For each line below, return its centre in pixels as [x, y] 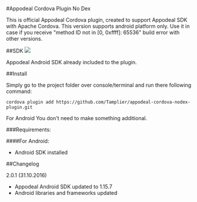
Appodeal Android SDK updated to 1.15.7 [64, 187]
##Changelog [23, 164]
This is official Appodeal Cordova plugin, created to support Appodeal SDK [97, 20]
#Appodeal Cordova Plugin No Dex [49, 9]
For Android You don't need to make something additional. [77, 118]
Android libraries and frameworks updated [66, 193]
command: [19, 91]
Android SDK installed [41, 152]
